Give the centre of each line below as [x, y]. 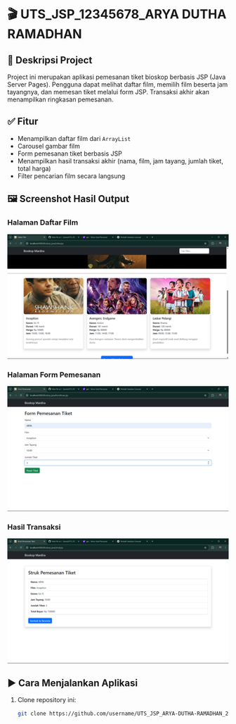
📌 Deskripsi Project [50, 60]
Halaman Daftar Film [43, 223]
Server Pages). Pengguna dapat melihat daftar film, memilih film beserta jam [118, 85]
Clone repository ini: [47, 700]
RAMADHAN [45, 34]
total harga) [34, 168]
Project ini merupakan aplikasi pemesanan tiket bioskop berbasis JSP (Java [117, 77]
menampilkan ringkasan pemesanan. [60, 99]
